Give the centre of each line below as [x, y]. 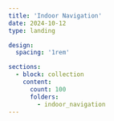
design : [21, 45]
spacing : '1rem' [43, 53]
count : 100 [48, 89]
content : [37, 82]
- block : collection [50, 75]
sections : [25, 67]
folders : [44, 97]
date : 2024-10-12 [37, 23]
